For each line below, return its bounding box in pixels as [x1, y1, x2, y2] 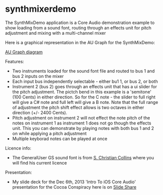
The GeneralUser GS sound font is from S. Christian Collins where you [12, 154, 155, 160]
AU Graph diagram [5, 49, 43, 55]
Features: [5, 58, 25, 64]
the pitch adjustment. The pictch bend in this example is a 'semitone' [12, 89, 152, 95]
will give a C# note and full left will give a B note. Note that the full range [12, 99, 159, 105]
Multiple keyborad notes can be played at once [12, 136, 108, 142]
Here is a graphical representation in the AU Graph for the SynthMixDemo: [5, 39, 155, 45]
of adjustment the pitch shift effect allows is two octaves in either [12, 104, 144, 110]
